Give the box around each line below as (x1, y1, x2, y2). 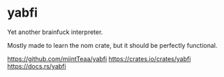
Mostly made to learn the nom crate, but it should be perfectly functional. (7, 41, 218, 49)
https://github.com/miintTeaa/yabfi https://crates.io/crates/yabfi (7, 54, 191, 63)
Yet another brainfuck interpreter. (7, 28, 103, 36)
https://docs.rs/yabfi (7, 62, 66, 70)
